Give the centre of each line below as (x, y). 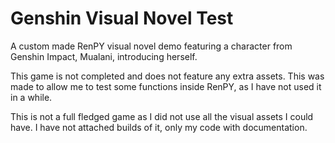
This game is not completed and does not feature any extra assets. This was (167, 76)
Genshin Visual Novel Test (122, 18)
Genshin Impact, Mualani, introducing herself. (104, 56)
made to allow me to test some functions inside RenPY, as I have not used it (166, 86)
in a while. (31, 97)
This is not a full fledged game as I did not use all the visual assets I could (162, 116)
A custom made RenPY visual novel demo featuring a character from (151, 46)
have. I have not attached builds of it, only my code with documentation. (159, 127)
